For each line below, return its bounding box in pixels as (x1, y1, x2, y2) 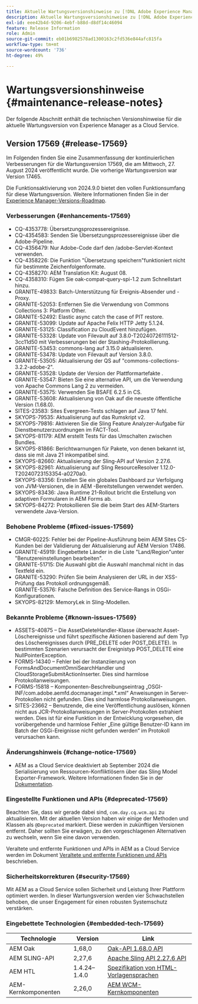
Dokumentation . (14, 780, 54, 787)
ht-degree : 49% (6, 53, 44, 58)
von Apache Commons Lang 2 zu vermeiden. (14, 382, 125, 389)
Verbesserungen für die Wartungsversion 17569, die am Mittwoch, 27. (6, 161, 176, 168)
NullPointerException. (14, 652, 68, 659)
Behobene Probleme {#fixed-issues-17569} (6, 522, 134, 530)
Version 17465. (6, 173, 42, 180)
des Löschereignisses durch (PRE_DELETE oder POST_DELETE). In (14, 639, 177, 647)
